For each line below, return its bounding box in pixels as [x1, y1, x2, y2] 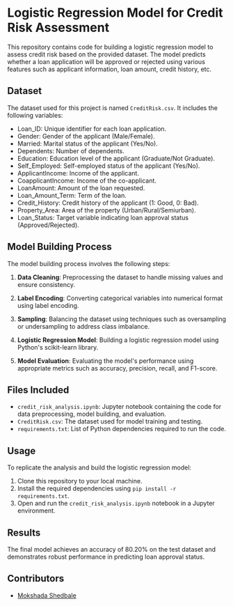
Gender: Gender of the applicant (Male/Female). [17, 132, 155, 140]
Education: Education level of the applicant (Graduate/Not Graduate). [17, 154, 216, 162]
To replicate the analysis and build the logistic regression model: [7, 463, 192, 472]
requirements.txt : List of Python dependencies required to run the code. [17, 425, 226, 433]
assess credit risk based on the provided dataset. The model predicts [7, 50, 207, 59]
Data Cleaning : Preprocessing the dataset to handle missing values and [17, 273, 224, 281]
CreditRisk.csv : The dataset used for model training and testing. [17, 417, 203, 426]
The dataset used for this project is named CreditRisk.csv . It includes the [7, 103, 218, 112]
